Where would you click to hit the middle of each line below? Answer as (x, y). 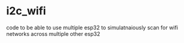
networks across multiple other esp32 (53, 33)
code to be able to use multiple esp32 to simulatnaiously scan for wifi (92, 27)
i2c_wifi (26, 11)
